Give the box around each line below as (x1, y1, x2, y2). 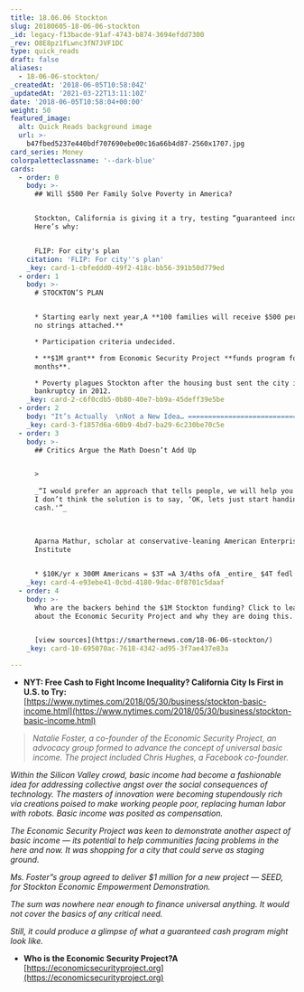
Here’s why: (33, 222, 79, 231)
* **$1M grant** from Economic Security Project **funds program (33, 353, 285, 362)
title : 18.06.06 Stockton (10, 13, 107, 23)
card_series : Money (10, 147, 84, 156)
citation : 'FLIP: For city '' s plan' (26, 255, 165, 264)
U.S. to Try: (23, 687, 67, 697)
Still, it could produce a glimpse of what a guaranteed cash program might (10, 926, 289, 936)
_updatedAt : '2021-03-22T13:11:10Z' (10, 89, 148, 98)
